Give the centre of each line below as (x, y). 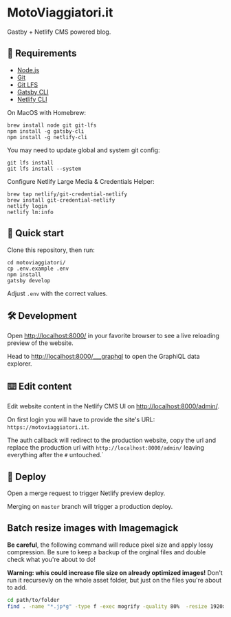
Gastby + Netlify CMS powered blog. (59, 32)
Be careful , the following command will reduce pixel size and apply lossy (110, 545)
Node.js (28, 70)
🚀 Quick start (35, 233)
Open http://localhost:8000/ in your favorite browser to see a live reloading (113, 336)
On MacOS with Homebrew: (46, 112)
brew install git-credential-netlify (61, 200)
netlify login (27, 206)
